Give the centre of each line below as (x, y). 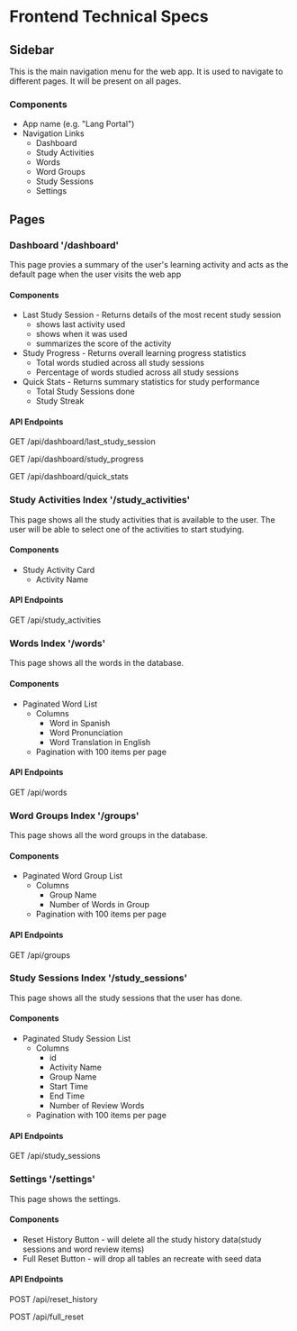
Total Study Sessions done (85, 392)
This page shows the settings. (65, 1199)
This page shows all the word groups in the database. (109, 835)
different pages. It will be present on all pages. (95, 81)
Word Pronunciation (86, 733)
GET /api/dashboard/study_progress (76, 459)
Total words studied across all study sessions (120, 363)
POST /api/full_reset (46, 1317)
